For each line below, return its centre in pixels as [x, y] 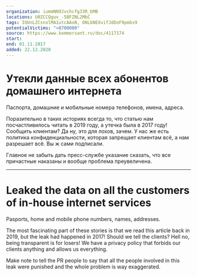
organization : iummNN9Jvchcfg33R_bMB [52, 11]
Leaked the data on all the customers [98, 190]
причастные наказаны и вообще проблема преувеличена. [79, 161]
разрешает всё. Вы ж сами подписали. [55, 144]
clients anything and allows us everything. [57, 249]
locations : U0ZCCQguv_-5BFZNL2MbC [48, 17]
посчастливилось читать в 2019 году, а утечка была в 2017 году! [87, 125]
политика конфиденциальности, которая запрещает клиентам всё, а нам [98, 137]
